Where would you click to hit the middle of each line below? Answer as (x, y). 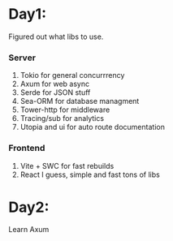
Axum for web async (55, 84)
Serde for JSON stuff (55, 93)
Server (22, 58)
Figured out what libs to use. (56, 37)
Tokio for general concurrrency (72, 75)
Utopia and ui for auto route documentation (92, 127)
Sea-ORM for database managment (80, 101)
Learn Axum (29, 230)
